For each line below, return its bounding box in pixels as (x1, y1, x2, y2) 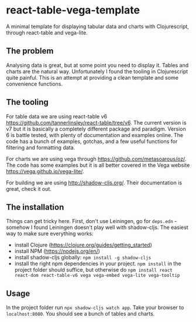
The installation (6, 202, 64, 212)
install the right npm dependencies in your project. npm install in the (14, 260, 181, 267)
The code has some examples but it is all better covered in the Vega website (6, 162, 190, 169)
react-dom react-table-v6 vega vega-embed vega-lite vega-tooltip (14, 273, 180, 279)
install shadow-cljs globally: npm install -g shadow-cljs (14, 254, 152, 261)
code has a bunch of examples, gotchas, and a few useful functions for (6, 138, 178, 145)
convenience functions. (6, 80, 63, 87)
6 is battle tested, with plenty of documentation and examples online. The (6, 131, 183, 138)
